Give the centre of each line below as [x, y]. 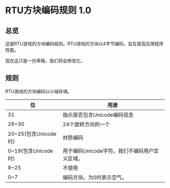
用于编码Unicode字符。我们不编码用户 [108, 151]
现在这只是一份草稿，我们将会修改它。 [45, 61]
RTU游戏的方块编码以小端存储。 [39, 91]
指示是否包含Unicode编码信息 [98, 115]
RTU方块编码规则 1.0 [48, 10]
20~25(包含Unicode [32, 133]
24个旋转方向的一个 [86, 124]
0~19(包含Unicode [30, 151]
